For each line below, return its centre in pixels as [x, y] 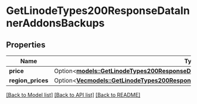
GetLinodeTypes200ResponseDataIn [98, 11]
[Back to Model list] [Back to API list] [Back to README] [73, 95]
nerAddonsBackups [55, 23]
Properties [26, 45]
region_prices [29, 80]
